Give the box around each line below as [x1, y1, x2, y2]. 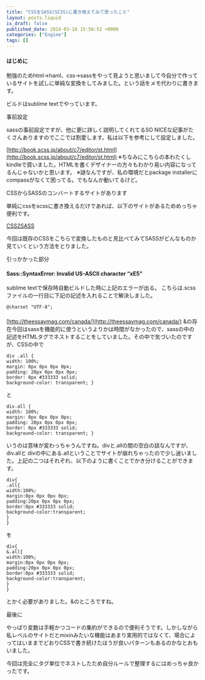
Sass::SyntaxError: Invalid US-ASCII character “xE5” [6, 270, 143, 277]
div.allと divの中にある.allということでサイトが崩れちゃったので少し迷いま [6, 449, 192, 457]
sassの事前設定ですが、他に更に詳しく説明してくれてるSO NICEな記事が [6, 126, 189, 133]
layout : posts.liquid [6, 15, 62, 21]
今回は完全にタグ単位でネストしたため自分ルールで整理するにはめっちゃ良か [6, 660, 199, 667]
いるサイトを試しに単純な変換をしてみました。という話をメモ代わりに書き [6, 80, 193, 87]
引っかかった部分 [6, 255, 49, 263]
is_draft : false [6, 20, 48, 26]
